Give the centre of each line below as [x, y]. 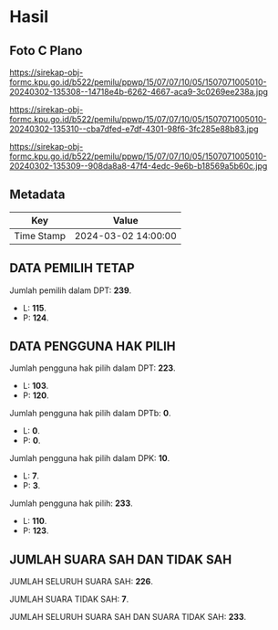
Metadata [37, 195]
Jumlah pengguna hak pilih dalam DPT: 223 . [93, 368]
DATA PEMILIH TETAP [72, 268]
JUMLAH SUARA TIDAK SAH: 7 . [69, 599]
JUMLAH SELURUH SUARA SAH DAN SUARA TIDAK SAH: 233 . [128, 617]
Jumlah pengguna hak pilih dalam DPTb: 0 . [90, 414]
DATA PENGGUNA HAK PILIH [93, 346]
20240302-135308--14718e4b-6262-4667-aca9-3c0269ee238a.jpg [139, 92]
